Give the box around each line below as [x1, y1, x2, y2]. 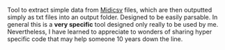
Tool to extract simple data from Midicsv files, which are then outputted [7, 6, 212, 14]
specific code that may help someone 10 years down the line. [7, 35, 183, 43]
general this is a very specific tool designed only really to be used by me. [7, 21, 219, 28]
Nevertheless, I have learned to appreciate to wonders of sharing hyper [7, 27, 212, 36]
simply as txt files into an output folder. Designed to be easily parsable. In [7, 13, 218, 21]
